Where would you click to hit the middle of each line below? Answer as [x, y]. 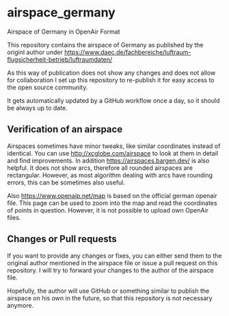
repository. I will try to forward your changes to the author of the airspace [110, 270]
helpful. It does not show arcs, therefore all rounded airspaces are [100, 168]
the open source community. [48, 87]
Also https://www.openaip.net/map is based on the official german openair [112, 195]
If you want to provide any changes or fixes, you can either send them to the [114, 256]
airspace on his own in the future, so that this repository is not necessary [110, 298]
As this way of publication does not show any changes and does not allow [111, 73]
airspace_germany [62, 13]
